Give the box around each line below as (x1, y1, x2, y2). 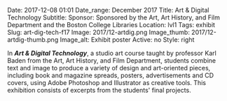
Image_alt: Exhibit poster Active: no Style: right (60, 36, 195, 44)
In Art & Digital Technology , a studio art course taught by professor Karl (7, 49, 217, 57)
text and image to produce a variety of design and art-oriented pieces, (7, 64, 211, 72)
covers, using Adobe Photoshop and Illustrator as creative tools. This (7, 79, 207, 86)
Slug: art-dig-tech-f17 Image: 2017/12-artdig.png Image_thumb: (7, 28, 191, 36)
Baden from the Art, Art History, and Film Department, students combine (7, 56, 216, 65)
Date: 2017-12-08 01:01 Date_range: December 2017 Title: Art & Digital (7, 6, 209, 14)
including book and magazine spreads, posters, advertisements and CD (7, 71, 214, 79)
